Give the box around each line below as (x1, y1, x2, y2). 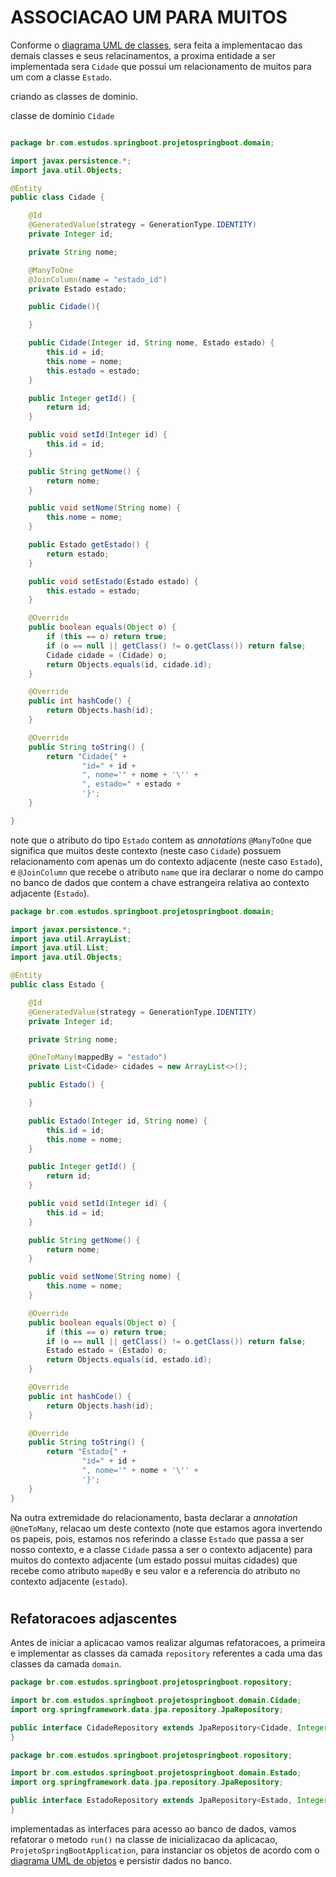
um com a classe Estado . (10, 71, 113, 83)
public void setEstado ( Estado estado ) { (28, 576, 199, 586)
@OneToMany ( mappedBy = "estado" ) (28, 1052, 168, 1063)
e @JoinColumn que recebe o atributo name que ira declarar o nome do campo (10, 866, 324, 878)
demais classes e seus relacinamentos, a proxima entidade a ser (10, 49, 276, 61)
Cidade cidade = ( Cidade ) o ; (46, 650, 168, 660)
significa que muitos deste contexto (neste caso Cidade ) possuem (10, 844, 282, 856)
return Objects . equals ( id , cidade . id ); (46, 659, 213, 670)
